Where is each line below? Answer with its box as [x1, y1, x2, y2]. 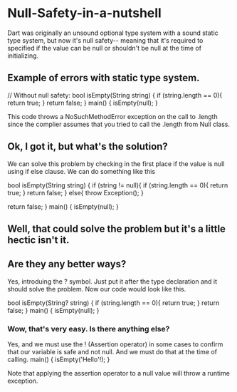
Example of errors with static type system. [7, 72, 200, 84]
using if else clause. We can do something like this [7, 167, 155, 175]
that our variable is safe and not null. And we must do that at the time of [7, 348, 218, 356]
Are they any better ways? [7, 258, 127, 270]
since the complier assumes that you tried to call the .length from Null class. [7, 120, 230, 128]
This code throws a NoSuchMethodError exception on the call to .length [7, 112, 218, 120]
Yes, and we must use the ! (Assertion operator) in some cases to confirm [7, 340, 223, 349]
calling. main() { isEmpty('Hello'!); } [7, 355, 110, 364]
